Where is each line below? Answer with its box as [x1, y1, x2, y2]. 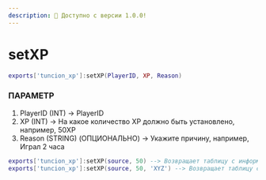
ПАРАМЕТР [8, 90, 55, 101]
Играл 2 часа [19, 141, 65, 151]
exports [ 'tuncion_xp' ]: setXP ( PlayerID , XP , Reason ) [8, 72, 182, 80]
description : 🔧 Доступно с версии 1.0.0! [8, 11, 147, 20]
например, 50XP [19, 125, 77, 134]
